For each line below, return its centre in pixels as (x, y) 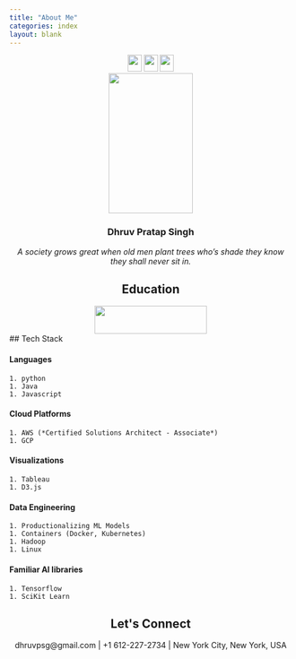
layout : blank (36, 34)
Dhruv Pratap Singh (151, 232)
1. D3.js (26, 488)
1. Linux (26, 550)
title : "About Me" (44, 17)
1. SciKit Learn (39, 596)
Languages (30, 360)
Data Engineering (43, 507)
